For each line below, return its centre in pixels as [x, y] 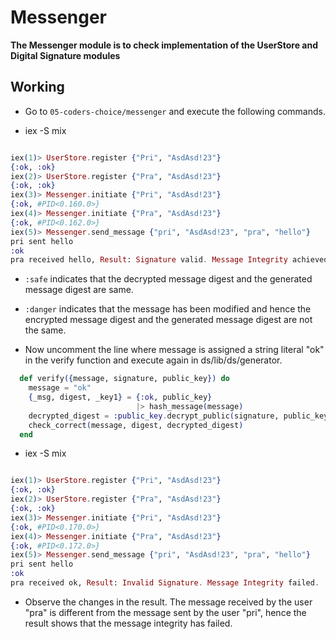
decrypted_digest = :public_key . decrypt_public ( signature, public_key [178, 416]
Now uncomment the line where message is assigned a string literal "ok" [174, 350]
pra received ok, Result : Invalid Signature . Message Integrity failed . [165, 583]
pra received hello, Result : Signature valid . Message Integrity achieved [169, 260]
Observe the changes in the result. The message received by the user [168, 602]
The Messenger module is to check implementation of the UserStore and [164, 45]
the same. [45, 330]
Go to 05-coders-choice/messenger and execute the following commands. [175, 111]
